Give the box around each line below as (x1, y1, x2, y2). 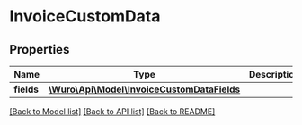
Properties (9, 42, 70, 57)
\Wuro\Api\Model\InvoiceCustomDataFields (48, 83, 241, 96)
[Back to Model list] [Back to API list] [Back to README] (9, 106, 216, 117)
